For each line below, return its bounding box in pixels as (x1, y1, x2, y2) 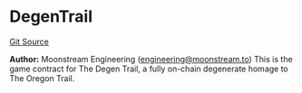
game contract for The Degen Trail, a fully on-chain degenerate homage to (9, 63, 288, 74)
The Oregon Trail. (9, 72, 75, 83)
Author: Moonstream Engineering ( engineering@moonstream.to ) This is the (9, 53, 293, 64)
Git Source (9, 36, 50, 47)
